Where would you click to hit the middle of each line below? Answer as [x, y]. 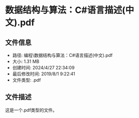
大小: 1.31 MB [26, 61]
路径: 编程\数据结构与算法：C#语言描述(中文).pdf [63, 55]
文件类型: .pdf [27, 80]
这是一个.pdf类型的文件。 [31, 110]
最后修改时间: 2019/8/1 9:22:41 [44, 74]
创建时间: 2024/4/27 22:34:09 [43, 68]
